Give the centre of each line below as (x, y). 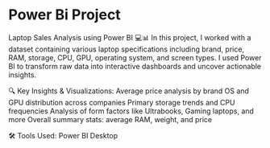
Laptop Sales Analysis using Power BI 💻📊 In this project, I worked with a (130, 37)
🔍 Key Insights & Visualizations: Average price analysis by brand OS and (129, 91)
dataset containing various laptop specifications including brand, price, (126, 49)
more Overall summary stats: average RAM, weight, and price (110, 119)
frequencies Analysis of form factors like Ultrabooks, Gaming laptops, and (131, 111)
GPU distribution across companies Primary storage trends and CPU (122, 102)
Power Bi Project (64, 15)
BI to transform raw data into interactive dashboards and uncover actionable (135, 66)
